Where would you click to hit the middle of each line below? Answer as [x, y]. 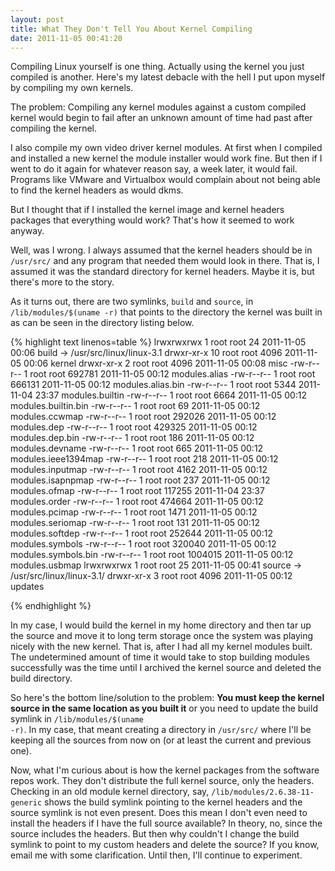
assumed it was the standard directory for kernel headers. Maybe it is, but [162, 272]
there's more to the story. [62, 282]
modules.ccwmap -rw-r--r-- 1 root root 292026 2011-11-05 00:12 [143, 417]
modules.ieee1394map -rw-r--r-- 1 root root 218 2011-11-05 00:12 [144, 459]
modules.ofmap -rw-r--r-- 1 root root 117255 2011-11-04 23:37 [137, 491]
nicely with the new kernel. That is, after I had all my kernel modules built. [161, 647]
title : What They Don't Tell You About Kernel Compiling [131, 29]
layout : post [37, 19]
